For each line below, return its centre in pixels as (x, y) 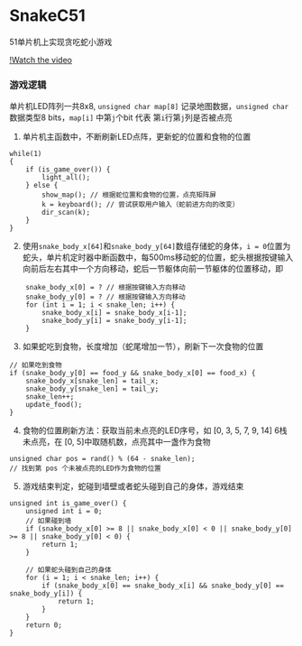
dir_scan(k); (66, 213)
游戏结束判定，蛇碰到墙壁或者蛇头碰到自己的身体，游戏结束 (133, 486)
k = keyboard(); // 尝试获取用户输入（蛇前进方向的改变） (141, 205)
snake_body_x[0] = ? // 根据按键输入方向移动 (106, 288)
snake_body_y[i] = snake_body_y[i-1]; (114, 321)
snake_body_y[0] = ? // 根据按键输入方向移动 (106, 297)
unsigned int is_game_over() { (68, 503)
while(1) (26, 154)
